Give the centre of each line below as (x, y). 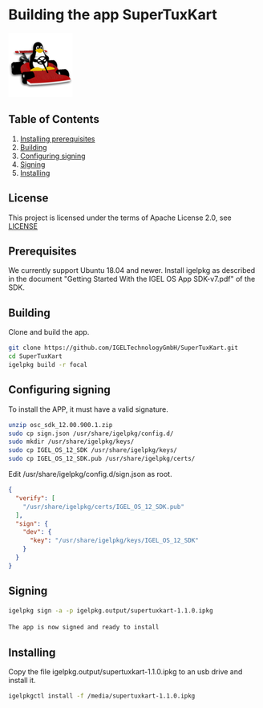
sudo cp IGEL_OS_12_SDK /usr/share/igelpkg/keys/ (93, 450)
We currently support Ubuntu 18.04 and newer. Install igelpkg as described (131, 271)
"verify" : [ (36, 498)
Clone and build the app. (49, 332)
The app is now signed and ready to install (84, 628)
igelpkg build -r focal (48, 364)
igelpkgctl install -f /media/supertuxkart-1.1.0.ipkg (102, 696)
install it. (22, 680)
